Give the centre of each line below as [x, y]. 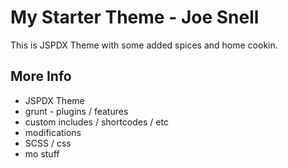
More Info [41, 76]
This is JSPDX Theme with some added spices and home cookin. [144, 45]
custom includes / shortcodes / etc [96, 122]
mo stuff [42, 153]
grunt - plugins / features [76, 111]
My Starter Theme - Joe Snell [135, 17]
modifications [53, 132]
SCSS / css [48, 143]
